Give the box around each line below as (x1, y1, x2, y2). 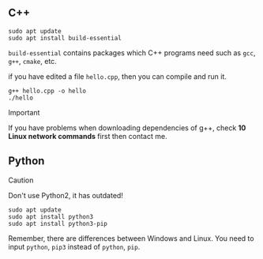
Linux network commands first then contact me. (8, 131, 167, 141)
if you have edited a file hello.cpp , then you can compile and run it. (8, 71, 227, 81)
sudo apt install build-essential (8, 34, 122, 42)
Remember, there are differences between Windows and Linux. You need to (8, 233, 254, 243)
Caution (8, 175, 34, 185)
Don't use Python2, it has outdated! (8, 190, 124, 200)
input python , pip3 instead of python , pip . (8, 242, 141, 251)
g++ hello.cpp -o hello (8, 87, 87, 95)
